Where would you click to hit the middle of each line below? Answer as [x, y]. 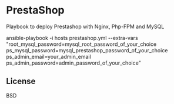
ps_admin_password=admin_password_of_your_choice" [73, 63]
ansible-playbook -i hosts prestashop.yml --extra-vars [72, 38]
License [21, 81]
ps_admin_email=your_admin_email [48, 56]
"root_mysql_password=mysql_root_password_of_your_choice [81, 44]
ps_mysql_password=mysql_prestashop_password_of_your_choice [87, 50]
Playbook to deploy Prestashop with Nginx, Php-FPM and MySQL [85, 26]
